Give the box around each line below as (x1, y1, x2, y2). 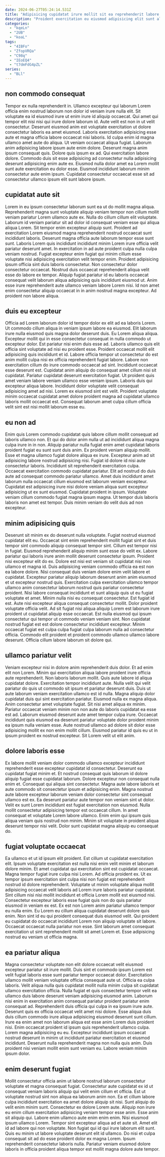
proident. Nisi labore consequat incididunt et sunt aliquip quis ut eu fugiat (5, 590, 154, 596)
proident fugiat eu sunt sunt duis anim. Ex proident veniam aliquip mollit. (5, 447, 151, 453)
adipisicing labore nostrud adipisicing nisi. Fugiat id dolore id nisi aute (5, 457, 146, 464)
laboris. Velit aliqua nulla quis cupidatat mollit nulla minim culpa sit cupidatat (5, 982, 159, 988)
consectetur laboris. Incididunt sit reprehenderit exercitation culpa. (5, 463, 140, 469)
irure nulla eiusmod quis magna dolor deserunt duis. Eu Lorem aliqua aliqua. (5, 331, 159, 336)
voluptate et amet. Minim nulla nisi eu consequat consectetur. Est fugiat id (5, 595, 155, 601)
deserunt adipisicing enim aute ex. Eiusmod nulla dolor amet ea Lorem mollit (5, 160, 160, 166)
